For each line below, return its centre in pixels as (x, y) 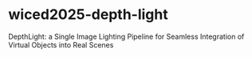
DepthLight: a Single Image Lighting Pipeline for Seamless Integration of (126, 36)
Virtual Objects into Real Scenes (61, 44)
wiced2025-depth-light (89, 15)
